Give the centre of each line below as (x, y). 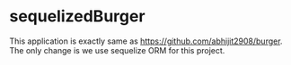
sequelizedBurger (77, 16)
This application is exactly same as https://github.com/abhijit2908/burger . (146, 41)
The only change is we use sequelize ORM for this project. (117, 50)
